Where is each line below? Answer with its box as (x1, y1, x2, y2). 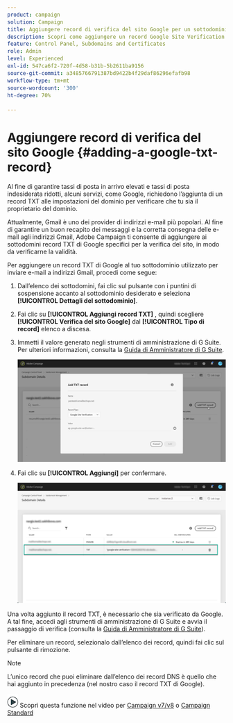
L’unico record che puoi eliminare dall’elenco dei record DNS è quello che (7, 672, 217, 681)
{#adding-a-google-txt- (77, 144, 218, 160)
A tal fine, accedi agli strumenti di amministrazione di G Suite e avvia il (7, 617, 207, 626)
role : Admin (7, 48, 42, 55)
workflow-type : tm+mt (7, 77, 70, 84)
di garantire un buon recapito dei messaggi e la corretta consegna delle (7, 226, 212, 234)
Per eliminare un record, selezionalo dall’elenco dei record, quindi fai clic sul (7, 638, 224, 647)
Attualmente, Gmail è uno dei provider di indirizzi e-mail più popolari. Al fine (7, 218, 223, 226)
